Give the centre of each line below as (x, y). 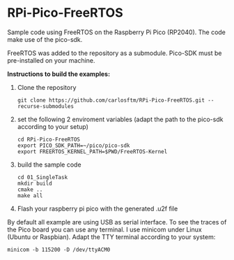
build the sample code (49, 165)
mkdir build (34, 183)
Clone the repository (47, 87)
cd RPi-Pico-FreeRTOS (48, 139)
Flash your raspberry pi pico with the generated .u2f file (97, 208)
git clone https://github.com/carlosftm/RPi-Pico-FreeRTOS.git (111, 100)
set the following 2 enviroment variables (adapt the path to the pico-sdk (120, 119)
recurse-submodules (46, 106)
